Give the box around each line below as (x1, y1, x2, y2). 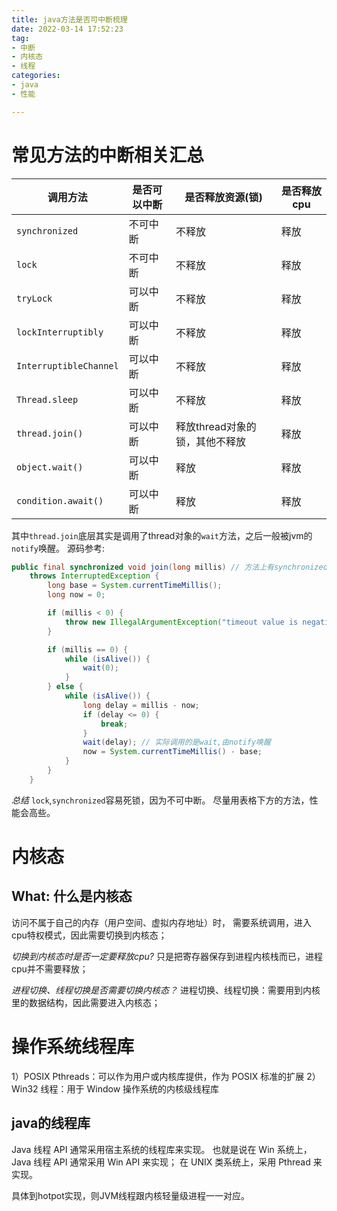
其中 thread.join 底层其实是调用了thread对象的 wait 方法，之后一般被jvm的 (11, 529, 313, 541)
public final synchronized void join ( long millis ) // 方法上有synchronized (11, 562, 328, 572)
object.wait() (16, 461, 84, 473)
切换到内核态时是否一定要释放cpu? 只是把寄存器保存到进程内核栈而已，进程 (11, 950, 323, 962)
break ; (100, 719, 129, 729)
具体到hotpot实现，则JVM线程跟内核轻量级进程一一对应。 (11, 1189, 251, 1201)
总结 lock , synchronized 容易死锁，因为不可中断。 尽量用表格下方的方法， (11, 794, 310, 806)
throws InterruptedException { (29, 571, 160, 581)
